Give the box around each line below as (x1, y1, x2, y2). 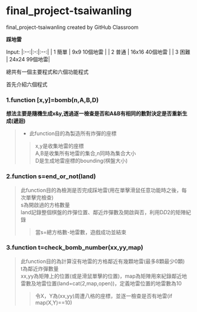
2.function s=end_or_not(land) (6, 172, 96, 180)
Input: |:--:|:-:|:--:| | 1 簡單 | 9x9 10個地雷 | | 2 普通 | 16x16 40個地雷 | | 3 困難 (6, 48, 191, 55)
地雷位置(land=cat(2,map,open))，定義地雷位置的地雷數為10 (36, 280, 182, 287)
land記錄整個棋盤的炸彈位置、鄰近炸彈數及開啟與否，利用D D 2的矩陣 (20, 208, 186, 216)
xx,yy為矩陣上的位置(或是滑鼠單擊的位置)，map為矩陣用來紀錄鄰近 (20, 272, 182, 280)
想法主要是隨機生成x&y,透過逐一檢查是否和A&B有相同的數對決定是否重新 (6, 110, 182, 117)
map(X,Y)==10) (35, 299, 72, 306)
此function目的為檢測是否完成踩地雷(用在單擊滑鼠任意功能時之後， (20, 186, 182, 193)
